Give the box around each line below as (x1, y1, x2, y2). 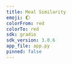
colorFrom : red (6, 20, 45, 26)
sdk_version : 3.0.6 (6, 37, 56, 43)
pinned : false (6, 49, 42, 55)
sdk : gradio (6, 32, 36, 38)
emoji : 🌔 (6, 15, 30, 21)
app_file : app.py (6, 43, 50, 49)
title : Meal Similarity (6, 9, 67, 15)
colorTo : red (6, 26, 39, 32)
